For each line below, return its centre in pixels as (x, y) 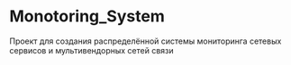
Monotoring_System (87, 16)
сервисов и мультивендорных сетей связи (91, 50)
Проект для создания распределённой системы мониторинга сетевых (145, 41)
